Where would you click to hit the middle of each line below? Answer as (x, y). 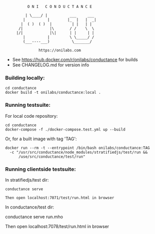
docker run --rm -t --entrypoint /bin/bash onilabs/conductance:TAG (77, 148)
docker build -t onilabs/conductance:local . (53, 93)
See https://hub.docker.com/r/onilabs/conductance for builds (75, 60)
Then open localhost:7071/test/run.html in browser (60, 198)
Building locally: (25, 78)
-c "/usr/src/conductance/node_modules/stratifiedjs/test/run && (79, 152)
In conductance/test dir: (30, 207)
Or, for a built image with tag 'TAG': (41, 139)
